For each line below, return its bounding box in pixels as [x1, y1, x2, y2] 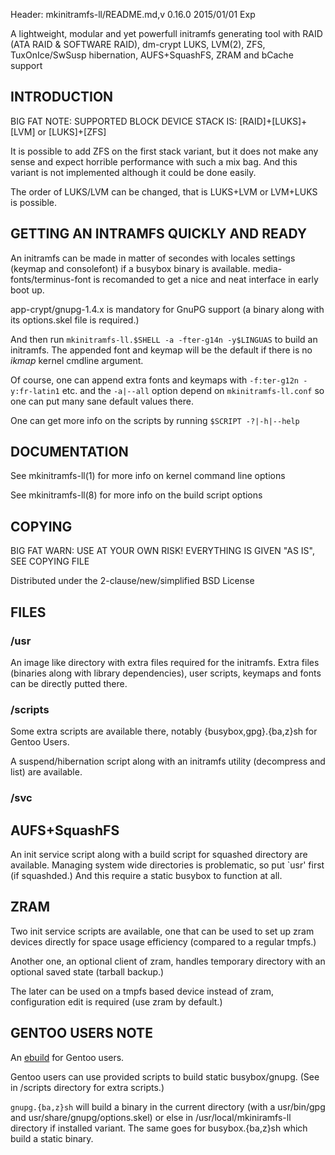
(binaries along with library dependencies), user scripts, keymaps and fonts [10, 667, 322, 679]
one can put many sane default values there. [10, 395, 194, 407]
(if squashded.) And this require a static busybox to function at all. [10, 869, 283, 881]
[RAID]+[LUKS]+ [239, 115, 308, 127]
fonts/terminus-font [10, 273, 92, 285]
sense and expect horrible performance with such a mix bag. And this [10, 155, 298, 168]
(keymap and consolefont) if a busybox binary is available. [10, 262, 251, 274]
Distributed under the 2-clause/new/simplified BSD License [10, 575, 255, 587]
